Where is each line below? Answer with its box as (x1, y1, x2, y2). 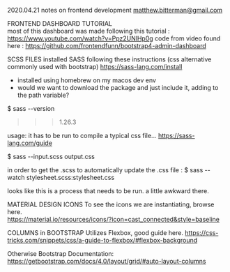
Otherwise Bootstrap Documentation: (7, 250, 114, 257)
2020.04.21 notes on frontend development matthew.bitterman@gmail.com (7, 6, 223, 14)
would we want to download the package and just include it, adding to (17, 84, 219, 91)
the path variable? (17, 91, 70, 99)
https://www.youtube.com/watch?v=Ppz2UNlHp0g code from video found (7, 34, 221, 43)
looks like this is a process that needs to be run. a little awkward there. (7, 187, 209, 195)
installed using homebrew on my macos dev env (17, 76, 157, 84)
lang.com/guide (7, 139, 52, 147)
